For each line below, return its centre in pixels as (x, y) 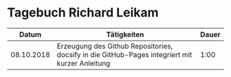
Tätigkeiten (125, 34)
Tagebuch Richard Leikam (83, 13)
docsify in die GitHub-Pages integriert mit (124, 54)
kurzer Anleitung (84, 63)
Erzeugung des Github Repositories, (115, 46)
